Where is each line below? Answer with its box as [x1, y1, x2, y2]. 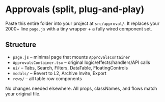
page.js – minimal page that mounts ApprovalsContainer [12, 54, 130, 60]
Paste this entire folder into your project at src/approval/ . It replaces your [5, 20, 160, 26]
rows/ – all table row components [12, 75, 82, 82]
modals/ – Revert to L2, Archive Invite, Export [12, 70, 107, 76]
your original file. [5, 90, 41, 97]
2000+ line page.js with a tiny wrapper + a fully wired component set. [5, 25, 152, 31]
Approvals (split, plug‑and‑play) [5, 4, 145, 15]
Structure [5, 41, 37, 49]
